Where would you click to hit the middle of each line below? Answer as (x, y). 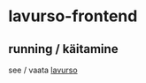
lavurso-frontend (73, 16)
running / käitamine (63, 49)
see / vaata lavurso (43, 70)
